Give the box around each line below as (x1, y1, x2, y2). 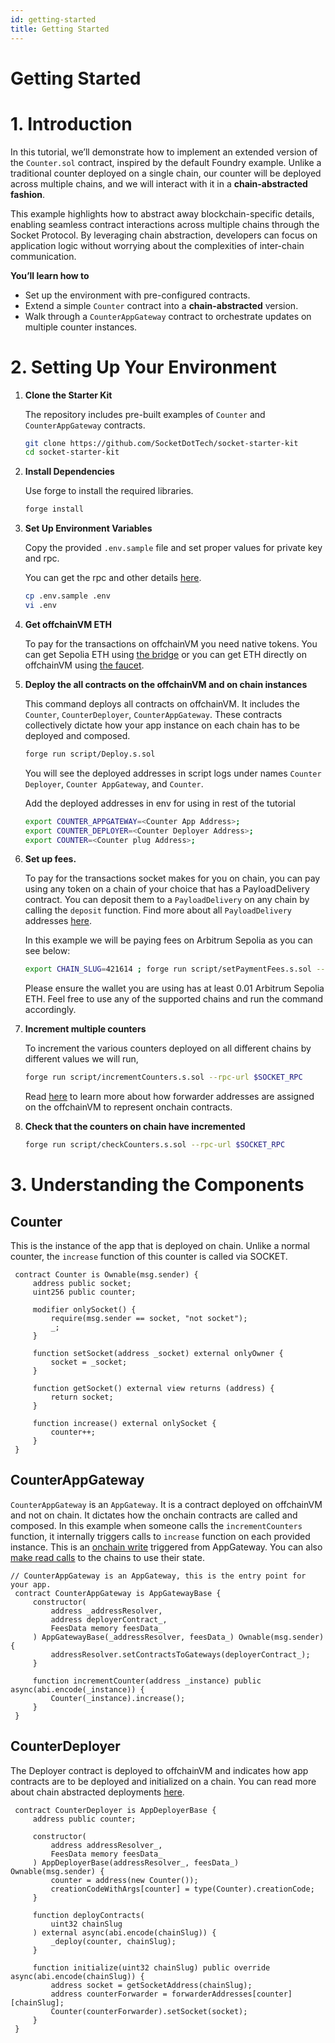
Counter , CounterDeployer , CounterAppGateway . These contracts (24, 708, 283, 720)
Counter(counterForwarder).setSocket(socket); (50, 2006, 248, 2016)
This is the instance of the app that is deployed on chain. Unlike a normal (10, 1240, 310, 1252)
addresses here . (24, 915, 92, 927)
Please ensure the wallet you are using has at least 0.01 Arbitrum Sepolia (24, 982, 325, 995)
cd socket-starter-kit (24, 447, 120, 458)
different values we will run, (24, 1053, 139, 1065)
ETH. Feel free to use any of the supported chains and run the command (24, 993, 324, 1005)
